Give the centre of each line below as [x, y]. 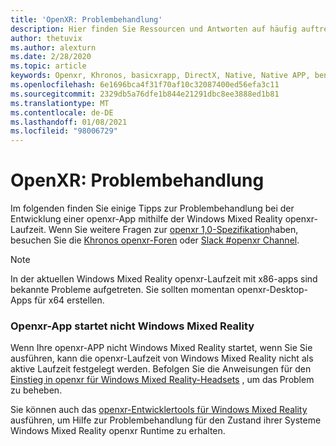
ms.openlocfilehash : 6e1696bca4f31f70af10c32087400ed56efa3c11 [145, 85]
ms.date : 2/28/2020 [51, 57]
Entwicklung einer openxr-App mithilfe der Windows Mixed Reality [146, 219]
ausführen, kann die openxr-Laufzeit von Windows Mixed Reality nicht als [162, 358]
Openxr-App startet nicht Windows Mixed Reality [132, 326]
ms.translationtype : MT [60, 103]
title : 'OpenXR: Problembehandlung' [86, 19]
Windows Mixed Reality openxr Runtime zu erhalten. [118, 431]
